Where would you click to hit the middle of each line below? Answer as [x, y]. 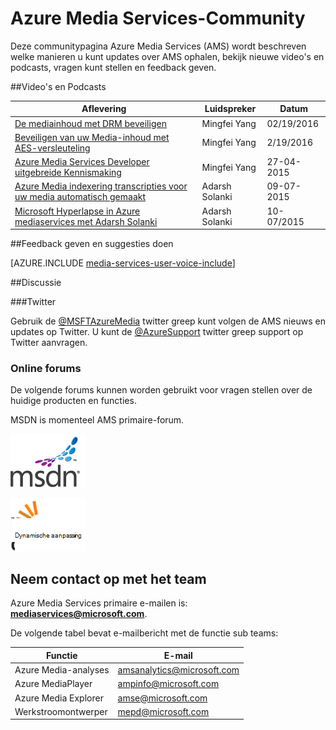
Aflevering [104, 109]
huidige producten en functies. [73, 401]
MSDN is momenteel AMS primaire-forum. [97, 420]
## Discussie [36, 283]
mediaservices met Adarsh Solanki [86, 221]
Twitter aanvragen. [49, 343]
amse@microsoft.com [162, 698]
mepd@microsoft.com [163, 711]
